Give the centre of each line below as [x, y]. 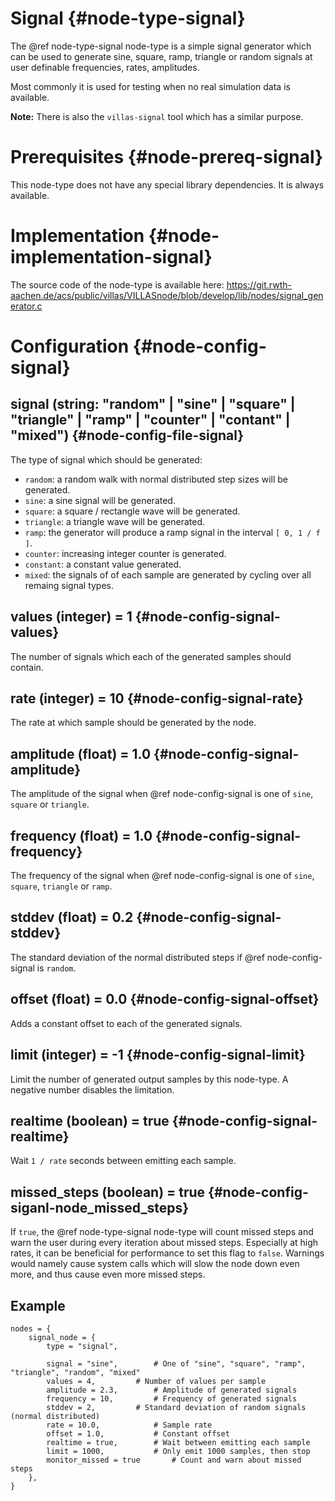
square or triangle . [50, 804]
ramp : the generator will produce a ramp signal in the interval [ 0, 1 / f [172, 532]
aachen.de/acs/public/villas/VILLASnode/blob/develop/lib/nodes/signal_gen [167, 295]
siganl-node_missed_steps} [100, 1207]
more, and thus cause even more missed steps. [108, 1274]
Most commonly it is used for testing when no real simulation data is [150, 86]
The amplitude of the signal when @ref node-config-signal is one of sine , [162, 794]
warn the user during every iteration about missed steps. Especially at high [164, 1243]
